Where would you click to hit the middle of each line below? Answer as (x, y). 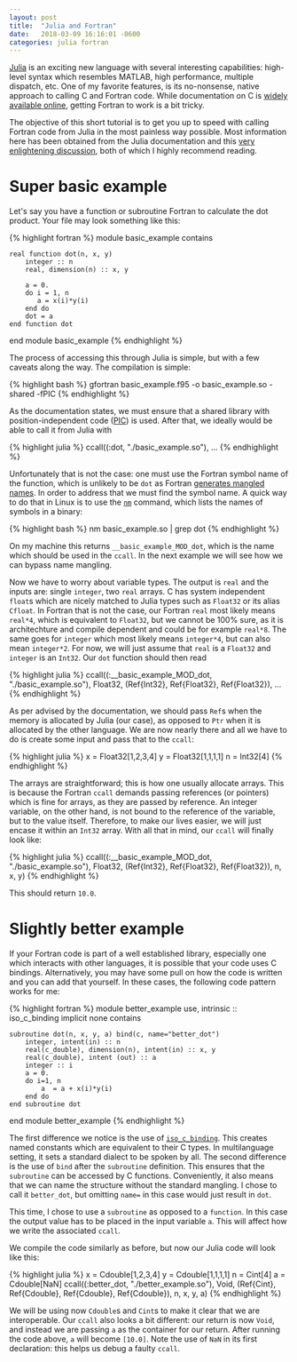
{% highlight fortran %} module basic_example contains (111, 238)
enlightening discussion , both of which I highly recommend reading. (133, 151)
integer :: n (49, 262)
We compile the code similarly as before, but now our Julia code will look (143, 1248)
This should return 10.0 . (53, 893)
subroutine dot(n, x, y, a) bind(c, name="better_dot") (114, 1035)
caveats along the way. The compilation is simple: (100, 367)
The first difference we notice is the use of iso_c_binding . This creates (138, 1138)
